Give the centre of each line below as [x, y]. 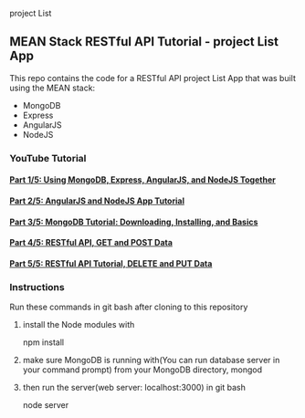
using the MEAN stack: [53, 88]
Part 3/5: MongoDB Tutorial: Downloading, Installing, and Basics [134, 222]
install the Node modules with [79, 324]
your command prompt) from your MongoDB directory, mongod [142, 370]
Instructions [37, 287]
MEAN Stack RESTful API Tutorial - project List [144, 42]
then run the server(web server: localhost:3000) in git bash [134, 387]
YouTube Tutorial [48, 158]
